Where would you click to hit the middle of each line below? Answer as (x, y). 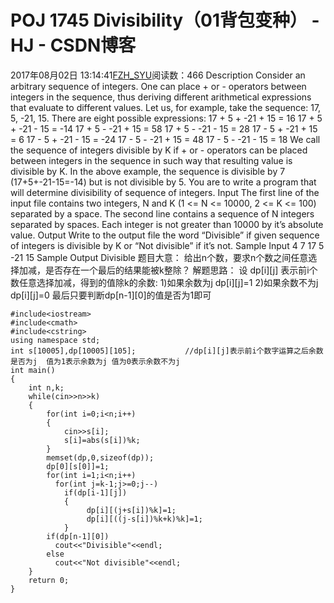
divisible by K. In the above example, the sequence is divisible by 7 (148, 171)
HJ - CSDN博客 (73, 45)
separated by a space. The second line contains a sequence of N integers (162, 213)
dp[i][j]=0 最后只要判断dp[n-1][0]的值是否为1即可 (111, 295)
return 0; (49, 580)
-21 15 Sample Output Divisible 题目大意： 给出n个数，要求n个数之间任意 (159, 257)
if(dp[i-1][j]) (95, 492)
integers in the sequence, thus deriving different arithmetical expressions (161, 97)
